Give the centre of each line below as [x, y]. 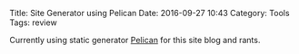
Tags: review [33, 22]
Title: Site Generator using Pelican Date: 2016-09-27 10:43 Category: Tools [149, 13]
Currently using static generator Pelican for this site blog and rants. [135, 40]
